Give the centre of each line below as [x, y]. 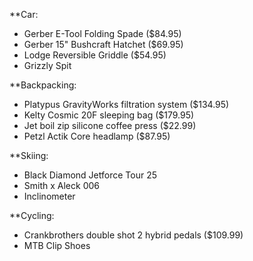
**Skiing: [29, 155]
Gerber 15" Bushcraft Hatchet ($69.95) [103, 44]
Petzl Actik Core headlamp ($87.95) [97, 136]
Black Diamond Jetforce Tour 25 [90, 175]
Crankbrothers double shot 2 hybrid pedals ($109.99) [133, 235]
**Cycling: [32, 215]
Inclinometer [49, 196]
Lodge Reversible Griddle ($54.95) [95, 55]
